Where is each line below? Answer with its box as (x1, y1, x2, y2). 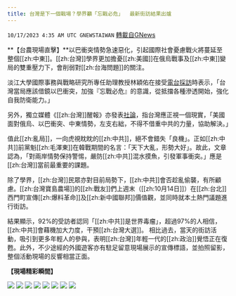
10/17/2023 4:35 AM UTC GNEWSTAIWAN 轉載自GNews (7, 30, 156, 39)
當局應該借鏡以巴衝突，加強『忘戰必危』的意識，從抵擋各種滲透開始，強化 (13, 86, 229, 95)
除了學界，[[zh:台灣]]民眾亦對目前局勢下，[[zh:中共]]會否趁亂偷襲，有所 (7, 175, 216, 184)
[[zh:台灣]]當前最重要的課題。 (7, 160, 93, 169)
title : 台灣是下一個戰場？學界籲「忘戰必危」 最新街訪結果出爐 (7, 10, 172, 18)
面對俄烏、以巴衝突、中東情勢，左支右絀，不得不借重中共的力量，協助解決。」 (7, 119, 232, 127)
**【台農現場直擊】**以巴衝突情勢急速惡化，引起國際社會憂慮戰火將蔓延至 (7, 45, 223, 53)
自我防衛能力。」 (7, 96, 54, 104)
